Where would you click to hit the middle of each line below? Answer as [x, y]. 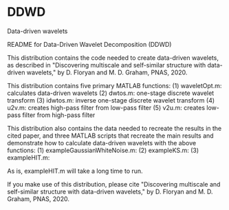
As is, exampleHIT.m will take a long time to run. [75, 171]
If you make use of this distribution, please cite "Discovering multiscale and [114, 184]
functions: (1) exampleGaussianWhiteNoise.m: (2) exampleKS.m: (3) [103, 150]
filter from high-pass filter [59, 115]
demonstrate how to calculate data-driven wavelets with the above [102, 143]
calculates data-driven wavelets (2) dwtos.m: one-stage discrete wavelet [111, 93]
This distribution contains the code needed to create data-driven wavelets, [113, 57]
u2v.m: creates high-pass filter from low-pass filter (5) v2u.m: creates [106, 107]
